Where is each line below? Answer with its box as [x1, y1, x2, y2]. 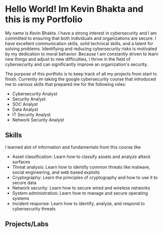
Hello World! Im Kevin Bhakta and [5, 3, 143, 15]
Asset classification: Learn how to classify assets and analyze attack [12, 154, 151, 159]
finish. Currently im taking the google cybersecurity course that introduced [5, 76, 156, 82]
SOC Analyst [12, 101, 38, 107]
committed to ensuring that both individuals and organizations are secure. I [5, 35, 157, 41]
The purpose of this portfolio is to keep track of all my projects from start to [5, 71, 158, 77]
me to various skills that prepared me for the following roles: [5, 81, 126, 87]
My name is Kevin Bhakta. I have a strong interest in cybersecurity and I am [5, 30, 157, 36]
